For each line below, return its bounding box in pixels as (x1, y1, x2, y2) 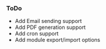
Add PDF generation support (14, 24, 86, 31)
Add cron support (14, 30, 59, 37)
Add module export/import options (14, 37, 101, 44)
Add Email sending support (14, 18, 82, 25)
